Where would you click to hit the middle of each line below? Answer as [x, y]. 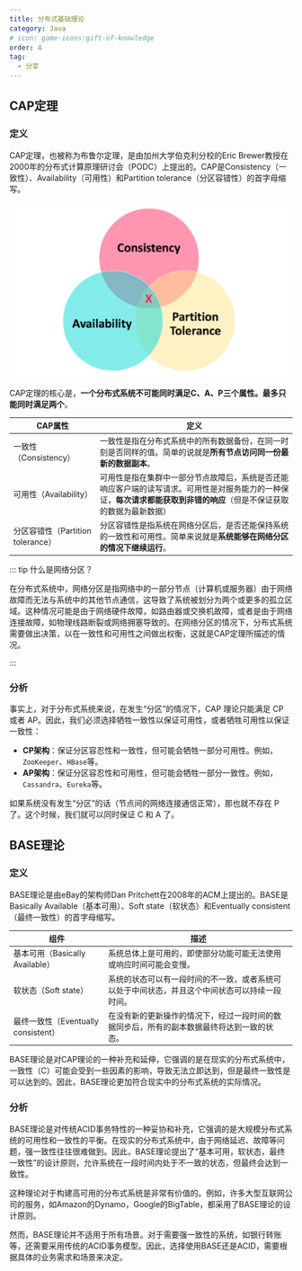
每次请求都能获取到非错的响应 [171, 500]
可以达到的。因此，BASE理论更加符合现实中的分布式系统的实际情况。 [138, 1082]
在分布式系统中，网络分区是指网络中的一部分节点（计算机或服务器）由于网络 [151, 588]
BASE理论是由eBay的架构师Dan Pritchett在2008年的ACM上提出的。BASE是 [149, 894]
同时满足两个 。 [44, 404]
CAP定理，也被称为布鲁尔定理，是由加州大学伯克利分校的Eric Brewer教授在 [149, 155]
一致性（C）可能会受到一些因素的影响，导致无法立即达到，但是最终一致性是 [150, 1071]
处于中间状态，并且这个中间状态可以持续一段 [198, 990]
